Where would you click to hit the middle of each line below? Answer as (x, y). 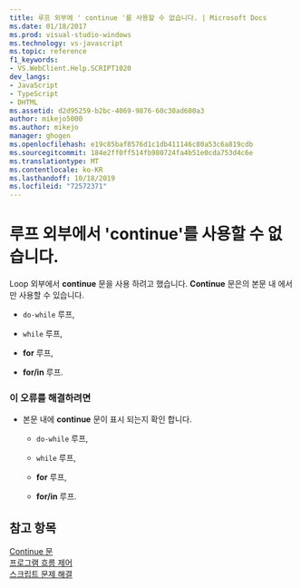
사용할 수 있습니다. (51, 295)
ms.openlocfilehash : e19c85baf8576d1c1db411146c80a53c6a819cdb (131, 144)
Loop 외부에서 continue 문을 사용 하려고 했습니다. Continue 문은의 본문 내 (143, 284)
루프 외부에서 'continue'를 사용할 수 (137, 235)
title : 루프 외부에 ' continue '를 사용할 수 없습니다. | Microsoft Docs (138, 18)
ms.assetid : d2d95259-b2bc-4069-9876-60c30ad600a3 (107, 111)
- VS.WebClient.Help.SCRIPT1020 (70, 69)
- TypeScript (34, 93)
